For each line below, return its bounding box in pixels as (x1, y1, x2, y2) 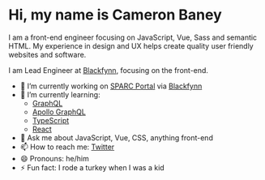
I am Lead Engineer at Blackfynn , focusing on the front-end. (8, 65, 209, 75)
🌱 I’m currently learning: (19, 89, 100, 99)
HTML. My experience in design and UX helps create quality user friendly (8, 41, 254, 50)
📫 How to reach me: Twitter (19, 142, 115, 152)
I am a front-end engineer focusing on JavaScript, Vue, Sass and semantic (8, 32, 258, 42)
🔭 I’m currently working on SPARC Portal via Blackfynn (19, 81, 203, 91)
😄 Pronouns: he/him (19, 153, 89, 163)
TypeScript (32, 115, 70, 125)
